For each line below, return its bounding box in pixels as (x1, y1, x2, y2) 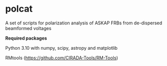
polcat (5, 3, 33, 15)
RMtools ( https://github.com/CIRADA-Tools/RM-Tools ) (5, 54, 118, 61)
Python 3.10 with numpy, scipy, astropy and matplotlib (5, 45, 118, 51)
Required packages (5, 35, 47, 41)
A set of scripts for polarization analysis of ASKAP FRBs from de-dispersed (5, 20, 162, 26)
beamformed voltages (5, 25, 52, 31)
